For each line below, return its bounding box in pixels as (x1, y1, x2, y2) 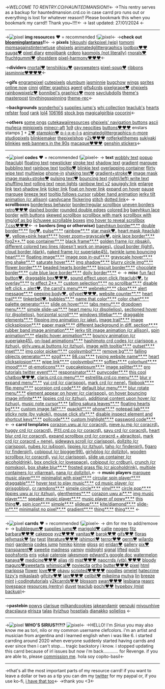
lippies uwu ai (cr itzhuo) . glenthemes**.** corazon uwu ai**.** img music (5, 490, 154, 496)
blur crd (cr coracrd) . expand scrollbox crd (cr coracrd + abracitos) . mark (5, 433, 154, 439)
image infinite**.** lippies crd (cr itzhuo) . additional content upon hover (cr (5, 395, 156, 401)
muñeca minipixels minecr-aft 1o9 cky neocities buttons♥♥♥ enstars (5, 125, 147, 130)
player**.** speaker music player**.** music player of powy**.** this (5, 496, 143, 502)
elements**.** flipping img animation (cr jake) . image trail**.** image (5, 317, 143, 322)
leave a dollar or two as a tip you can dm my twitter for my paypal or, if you (5, 673, 157, 679)
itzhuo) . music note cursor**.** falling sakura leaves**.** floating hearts (5, 401, 150, 406)
